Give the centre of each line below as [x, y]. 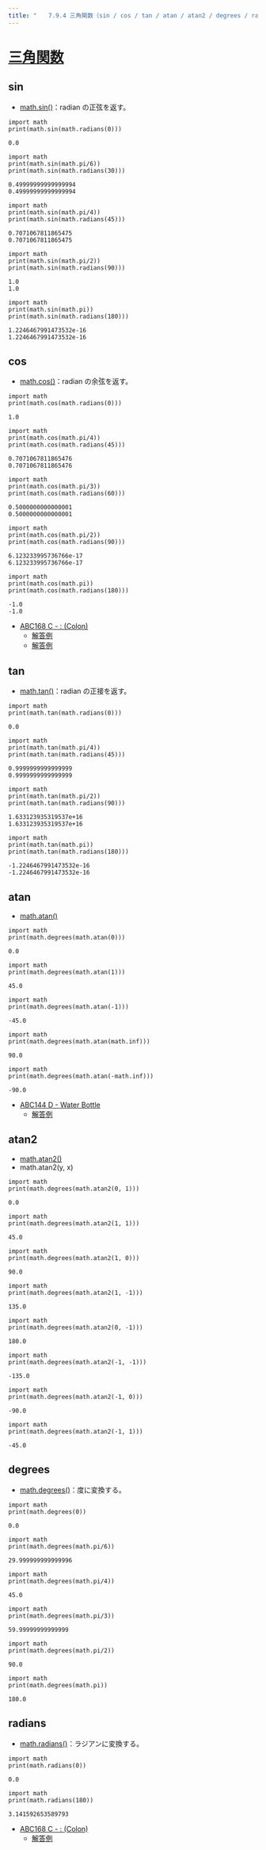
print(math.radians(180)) [51, 1800]
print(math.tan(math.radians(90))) [67, 803]
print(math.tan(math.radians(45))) [67, 755]
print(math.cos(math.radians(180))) [68, 591]
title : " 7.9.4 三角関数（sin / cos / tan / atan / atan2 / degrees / [128, 15]
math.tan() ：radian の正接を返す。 [75, 691]
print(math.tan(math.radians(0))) [65, 713]
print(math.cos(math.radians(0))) [65, 404]
